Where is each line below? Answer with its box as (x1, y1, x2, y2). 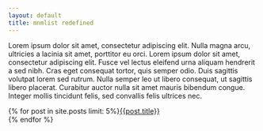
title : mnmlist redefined (8, 19, 93, 27)
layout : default (8, 11, 62, 20)
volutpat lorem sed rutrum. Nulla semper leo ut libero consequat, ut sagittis (8, 74, 253, 84)
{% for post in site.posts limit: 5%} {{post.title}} (8, 106, 160, 115)
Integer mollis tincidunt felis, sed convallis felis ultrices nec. (8, 91, 203, 100)
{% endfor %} (8, 114, 54, 124)
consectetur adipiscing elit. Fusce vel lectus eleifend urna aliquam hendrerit (8, 57, 256, 67)
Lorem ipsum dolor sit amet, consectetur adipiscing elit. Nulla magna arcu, (8, 40, 251, 50)
